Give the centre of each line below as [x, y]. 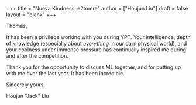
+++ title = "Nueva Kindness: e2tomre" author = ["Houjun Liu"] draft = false [97, 8]
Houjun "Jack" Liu [27, 96]
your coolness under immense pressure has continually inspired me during [96, 50]
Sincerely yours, [26, 85]
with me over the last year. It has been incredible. [65, 73]
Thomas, [17, 26]
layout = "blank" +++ [31, 15]
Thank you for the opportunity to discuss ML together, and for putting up [94, 67]
